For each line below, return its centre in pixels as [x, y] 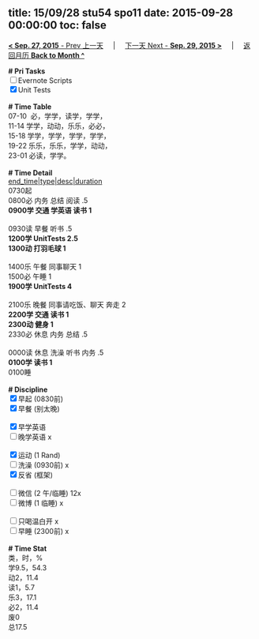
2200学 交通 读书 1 [39, 314]
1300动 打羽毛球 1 [37, 248]
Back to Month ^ [58, 55]
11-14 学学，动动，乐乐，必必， [59, 126]
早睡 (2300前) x [44, 531]
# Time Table [30, 107]
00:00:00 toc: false [57, 26]
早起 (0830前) [41, 399]
